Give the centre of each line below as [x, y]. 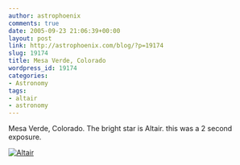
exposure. [25, 137]
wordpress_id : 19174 [43, 68]
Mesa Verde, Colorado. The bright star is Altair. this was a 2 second [120, 129]
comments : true [34, 23]
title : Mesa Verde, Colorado [57, 61]
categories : [28, 76]
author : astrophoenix [45, 16]
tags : [17, 91]
